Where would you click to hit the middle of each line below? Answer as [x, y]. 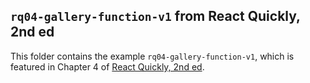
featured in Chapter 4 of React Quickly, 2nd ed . [107, 66]
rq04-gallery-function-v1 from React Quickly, [155, 16]
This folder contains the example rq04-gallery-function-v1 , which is [152, 56]
